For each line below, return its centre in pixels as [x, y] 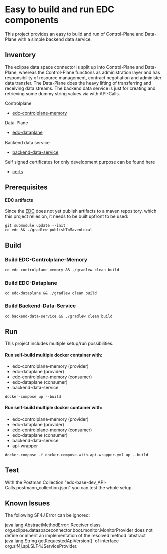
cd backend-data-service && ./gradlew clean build [59, 316]
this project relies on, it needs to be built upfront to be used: [67, 216]
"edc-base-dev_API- [86, 482]
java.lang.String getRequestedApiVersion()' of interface [62, 541]
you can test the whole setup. [103, 487]
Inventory [21, 55]
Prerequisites [26, 187]
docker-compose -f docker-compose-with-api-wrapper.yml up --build [77, 455]
